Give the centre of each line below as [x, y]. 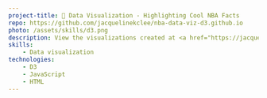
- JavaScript [44, 74]
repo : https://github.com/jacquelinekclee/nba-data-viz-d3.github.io [126, 23]
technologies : [32, 60]
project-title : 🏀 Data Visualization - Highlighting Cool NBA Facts [124, 15]
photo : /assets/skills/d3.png [58, 30]
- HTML [33, 81]
